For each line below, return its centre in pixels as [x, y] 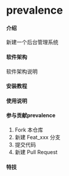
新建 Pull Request [36, 152]
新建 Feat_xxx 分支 [37, 137]
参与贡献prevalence [31, 115]
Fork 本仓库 [29, 130]
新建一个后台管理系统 [32, 42]
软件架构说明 [22, 71]
